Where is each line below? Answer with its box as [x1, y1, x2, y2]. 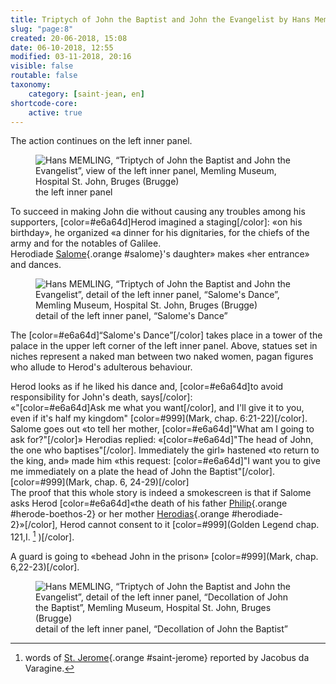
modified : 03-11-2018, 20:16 [10, 52, 132, 62]
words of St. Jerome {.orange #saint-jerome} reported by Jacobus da [24, 652, 310, 664]
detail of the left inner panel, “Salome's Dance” [35, 310, 228, 322]
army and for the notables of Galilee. [10, 237, 162, 250]
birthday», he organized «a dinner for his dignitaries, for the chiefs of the [10, 227, 310, 239]
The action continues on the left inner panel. [10, 135, 193, 147]
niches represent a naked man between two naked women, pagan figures [10, 351, 314, 363]
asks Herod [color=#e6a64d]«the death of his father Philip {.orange [10, 497, 288, 510]
